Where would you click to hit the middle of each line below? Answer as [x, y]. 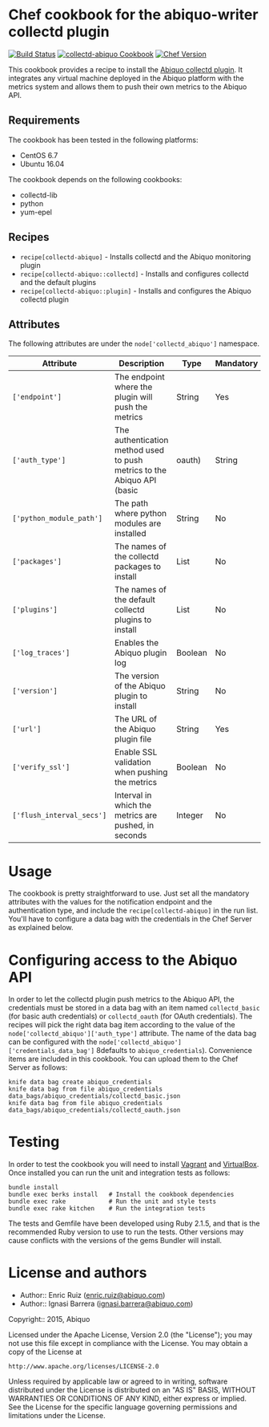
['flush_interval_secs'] [60, 815]
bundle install [34, 1188]
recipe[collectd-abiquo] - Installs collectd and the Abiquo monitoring [135, 256]
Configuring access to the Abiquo [123, 960]
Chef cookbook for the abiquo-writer [133, 15]
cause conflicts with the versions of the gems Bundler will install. [115, 1241]
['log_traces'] [41, 653]
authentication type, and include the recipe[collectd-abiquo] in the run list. [133, 911]
